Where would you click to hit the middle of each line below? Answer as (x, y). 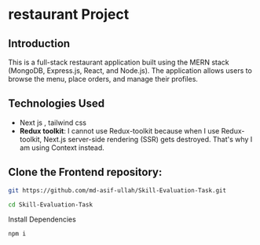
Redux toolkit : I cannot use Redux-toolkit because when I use (119, 130)
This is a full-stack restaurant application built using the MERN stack (119, 62)
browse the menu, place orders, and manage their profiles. (103, 79)
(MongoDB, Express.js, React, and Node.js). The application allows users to (130, 71)
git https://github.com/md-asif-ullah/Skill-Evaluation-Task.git (117, 190)
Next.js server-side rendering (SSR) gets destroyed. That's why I (148, 139)
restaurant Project (69, 15)
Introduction (39, 44)
